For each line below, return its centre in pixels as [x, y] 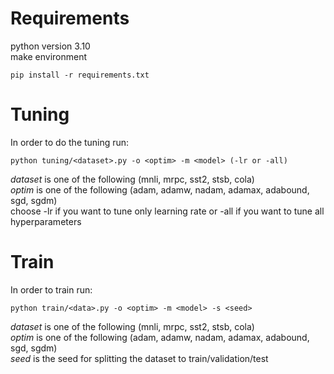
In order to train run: [51, 289]
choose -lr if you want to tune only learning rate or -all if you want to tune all [167, 211]
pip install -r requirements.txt [80, 75]
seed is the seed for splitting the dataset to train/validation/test [139, 358]
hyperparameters [46, 221]
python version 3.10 [50, 46]
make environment [49, 56]
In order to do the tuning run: [70, 142]
